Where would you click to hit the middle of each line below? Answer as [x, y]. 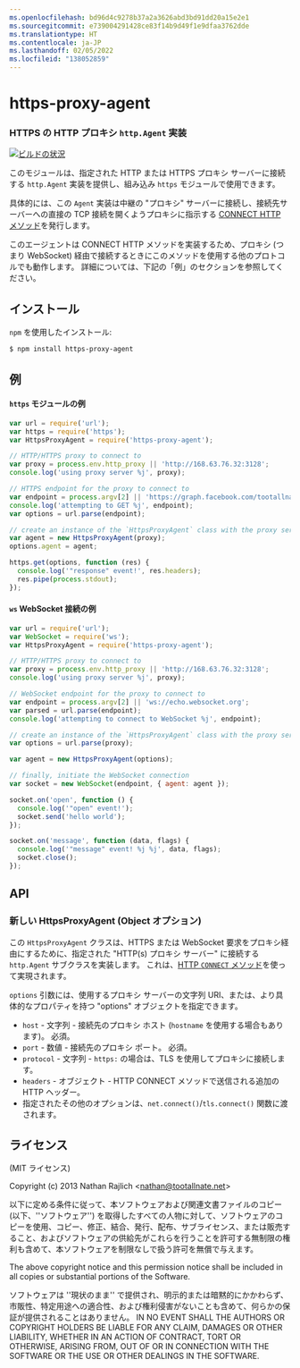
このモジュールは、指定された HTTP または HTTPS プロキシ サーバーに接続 [147, 173]
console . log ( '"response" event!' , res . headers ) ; [109, 571]
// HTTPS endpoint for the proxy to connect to [100, 489]
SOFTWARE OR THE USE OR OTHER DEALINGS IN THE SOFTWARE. [134, 1356]
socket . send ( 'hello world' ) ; [71, 816]
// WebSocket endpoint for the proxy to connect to [107, 694]
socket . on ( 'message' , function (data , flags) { [100, 841]
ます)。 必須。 [48, 1036]
